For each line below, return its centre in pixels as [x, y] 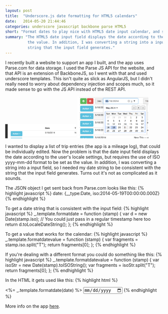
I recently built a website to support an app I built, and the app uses [74, 62]
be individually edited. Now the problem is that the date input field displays [82, 151]
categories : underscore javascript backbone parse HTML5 [66, 27]
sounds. [13, 178]
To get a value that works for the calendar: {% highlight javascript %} [76, 234]
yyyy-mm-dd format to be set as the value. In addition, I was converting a [81, 162]
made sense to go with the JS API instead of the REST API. [65, 89]
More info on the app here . [33, 306]
